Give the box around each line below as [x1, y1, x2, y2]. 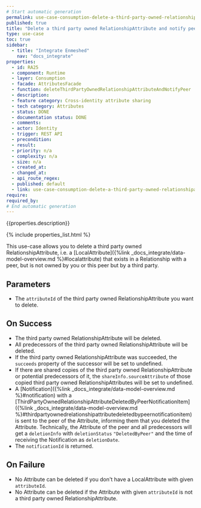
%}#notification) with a [14, 391, 72, 399]
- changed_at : [11, 170, 47, 176]
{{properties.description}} [6, 219, 70, 227]
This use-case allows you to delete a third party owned [6, 243, 142, 250]
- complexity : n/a [11, 153, 58, 159]
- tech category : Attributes [11, 103, 84, 109]
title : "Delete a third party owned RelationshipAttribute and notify [6, 25, 186, 32]
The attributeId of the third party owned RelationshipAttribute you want [14, 295, 194, 302]
